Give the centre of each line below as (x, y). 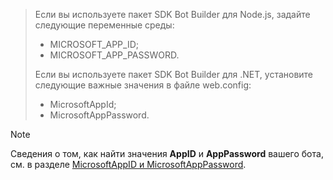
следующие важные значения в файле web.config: (143, 85)
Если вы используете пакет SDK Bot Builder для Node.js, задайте (172, 14)
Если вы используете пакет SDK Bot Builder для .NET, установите (174, 74)
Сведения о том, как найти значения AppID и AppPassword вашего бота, (167, 153)
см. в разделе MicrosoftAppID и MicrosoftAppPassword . (128, 164)
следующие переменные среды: (104, 25)
